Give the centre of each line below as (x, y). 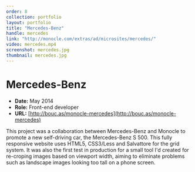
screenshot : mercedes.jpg (38, 50)
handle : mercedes (27, 34)
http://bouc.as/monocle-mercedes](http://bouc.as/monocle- (103, 113)
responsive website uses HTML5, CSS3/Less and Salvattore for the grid (93, 143)
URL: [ (22, 113)
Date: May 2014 (34, 101)
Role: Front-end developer (47, 107)
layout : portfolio (28, 22)
